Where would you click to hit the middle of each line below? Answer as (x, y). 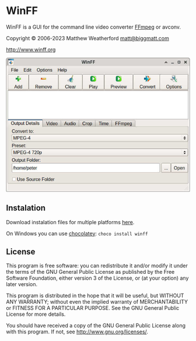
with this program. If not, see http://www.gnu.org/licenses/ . (77, 332)
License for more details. (36, 314)
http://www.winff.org (31, 49)
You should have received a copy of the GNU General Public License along (96, 326)
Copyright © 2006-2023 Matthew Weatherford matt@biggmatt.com (87, 38)
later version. (22, 284)
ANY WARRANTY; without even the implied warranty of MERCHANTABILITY (97, 302)
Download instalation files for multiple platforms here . (70, 222)
